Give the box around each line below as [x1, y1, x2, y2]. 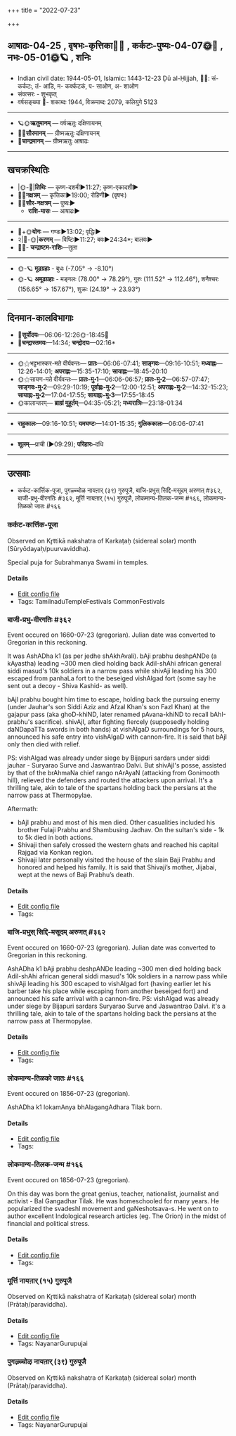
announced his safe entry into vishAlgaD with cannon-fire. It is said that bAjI [7, 732, 227, 741]
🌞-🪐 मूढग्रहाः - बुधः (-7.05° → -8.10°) [17, 264, 114, 273]
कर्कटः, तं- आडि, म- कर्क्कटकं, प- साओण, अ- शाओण [17, 82, 139, 90]
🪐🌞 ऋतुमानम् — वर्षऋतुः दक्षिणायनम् [17, 119, 102, 127]
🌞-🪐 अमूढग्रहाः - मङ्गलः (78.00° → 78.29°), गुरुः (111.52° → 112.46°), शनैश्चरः [17, 274, 219, 283]
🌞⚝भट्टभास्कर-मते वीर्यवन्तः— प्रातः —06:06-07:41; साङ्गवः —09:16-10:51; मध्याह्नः [17, 359, 216, 368]
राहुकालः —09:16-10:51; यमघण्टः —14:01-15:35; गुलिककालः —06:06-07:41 [17, 420, 204, 428]
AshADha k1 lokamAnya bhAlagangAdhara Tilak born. [7, 1103, 162, 1111]
